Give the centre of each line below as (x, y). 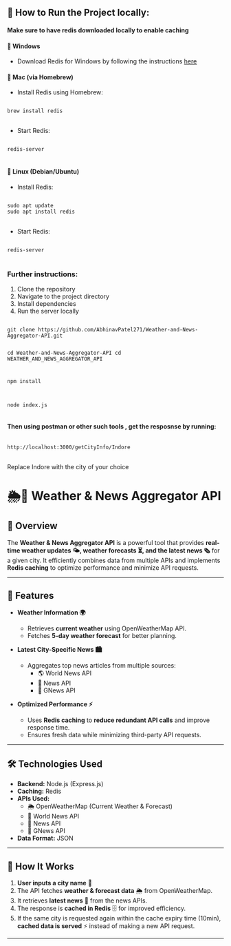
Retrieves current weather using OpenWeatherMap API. (107, 628)
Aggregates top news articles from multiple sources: (102, 666)
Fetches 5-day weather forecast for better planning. (102, 636)
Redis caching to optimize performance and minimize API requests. (103, 567)
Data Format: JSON (45, 839)
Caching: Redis (39, 791)
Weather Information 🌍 (51, 613)
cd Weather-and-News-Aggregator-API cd (64, 353)
